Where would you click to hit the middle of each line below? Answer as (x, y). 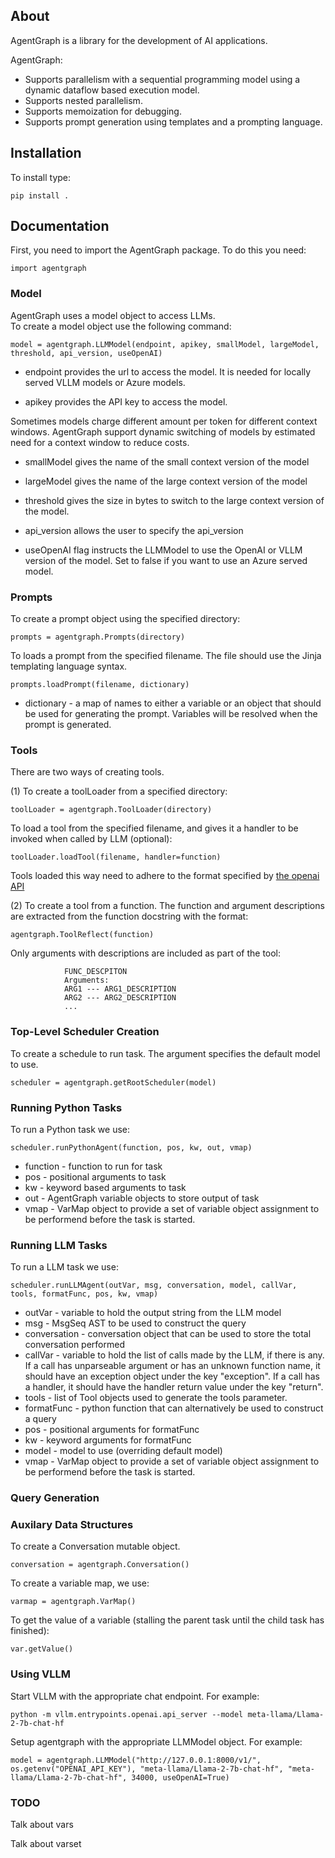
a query (40, 1419)
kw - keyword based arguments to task (105, 1187)
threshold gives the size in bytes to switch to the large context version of (174, 500)
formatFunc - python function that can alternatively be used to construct (174, 1408)
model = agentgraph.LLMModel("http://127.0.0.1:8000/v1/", (136, 1760)
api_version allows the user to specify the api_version (134, 530)
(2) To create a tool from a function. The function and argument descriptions (167, 906)
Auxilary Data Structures (72, 1525)
